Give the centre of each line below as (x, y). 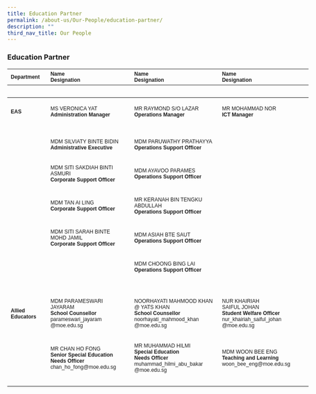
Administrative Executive (82, 147)
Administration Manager (80, 114)
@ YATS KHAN (152, 307)
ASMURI (61, 173)
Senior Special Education (82, 355)
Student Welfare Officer (251, 314)
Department (25, 77)
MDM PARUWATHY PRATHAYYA (174, 142)
